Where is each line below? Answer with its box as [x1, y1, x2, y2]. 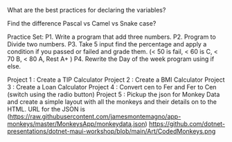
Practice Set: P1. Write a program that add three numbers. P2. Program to [7, 33, 216, 41]
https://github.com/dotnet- [148, 120, 226, 127]
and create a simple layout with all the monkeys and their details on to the [7, 98, 217, 106]
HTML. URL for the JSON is [7, 105, 85, 113]
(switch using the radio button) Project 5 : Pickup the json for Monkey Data [7, 90, 220, 98]
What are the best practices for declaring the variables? [7, 6, 166, 14]
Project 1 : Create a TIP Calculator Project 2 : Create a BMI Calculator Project [7, 76, 225, 84]
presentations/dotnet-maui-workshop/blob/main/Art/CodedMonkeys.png [7, 127, 216, 135]
